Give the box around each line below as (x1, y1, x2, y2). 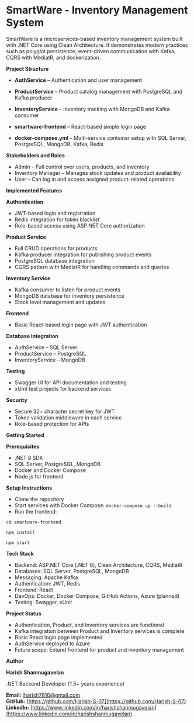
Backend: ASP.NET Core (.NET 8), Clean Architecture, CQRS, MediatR (14, 561, 183, 568)
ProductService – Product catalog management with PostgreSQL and (14, 88, 183, 95)
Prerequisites (6, 443, 40, 450)
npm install (6, 529, 35, 535)
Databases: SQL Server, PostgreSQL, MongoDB (14, 567, 130, 574)
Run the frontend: (14, 508, 57, 515)
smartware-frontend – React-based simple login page (14, 123, 146, 130)
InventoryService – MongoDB (14, 356, 86, 363)
